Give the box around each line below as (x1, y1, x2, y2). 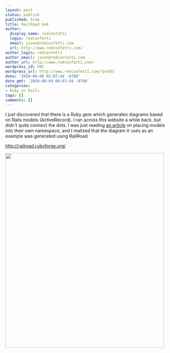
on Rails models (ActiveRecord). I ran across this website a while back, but (5, 117, 161, 123)
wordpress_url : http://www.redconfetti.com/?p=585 (5, 69, 115, 74)
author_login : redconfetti (5, 50, 62, 55)
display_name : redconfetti (10, 31, 67, 36)
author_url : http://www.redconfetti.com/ (5, 60, 94, 65)
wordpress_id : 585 (5, 64, 44, 69)
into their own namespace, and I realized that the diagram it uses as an (5, 128, 153, 134)
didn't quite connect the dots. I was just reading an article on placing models (5, 122, 165, 128)
